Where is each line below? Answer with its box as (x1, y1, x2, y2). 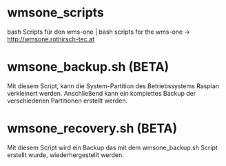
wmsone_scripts (7, 5, 105, 21)
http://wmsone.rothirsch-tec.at (7, 34, 95, 43)
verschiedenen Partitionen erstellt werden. (7, 96, 128, 105)
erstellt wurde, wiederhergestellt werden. (7, 150, 124, 159)
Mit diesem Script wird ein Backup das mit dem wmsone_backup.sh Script (7, 143, 218, 152)
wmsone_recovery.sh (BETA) (7, 121, 178, 136)
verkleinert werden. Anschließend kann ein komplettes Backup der (7, 89, 196, 97)
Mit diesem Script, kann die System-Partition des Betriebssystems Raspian (7, 81, 219, 90)
